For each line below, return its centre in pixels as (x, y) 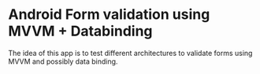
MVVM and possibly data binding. (63, 61)
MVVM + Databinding (80, 31)
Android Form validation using (109, 15)
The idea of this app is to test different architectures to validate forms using (130, 53)
